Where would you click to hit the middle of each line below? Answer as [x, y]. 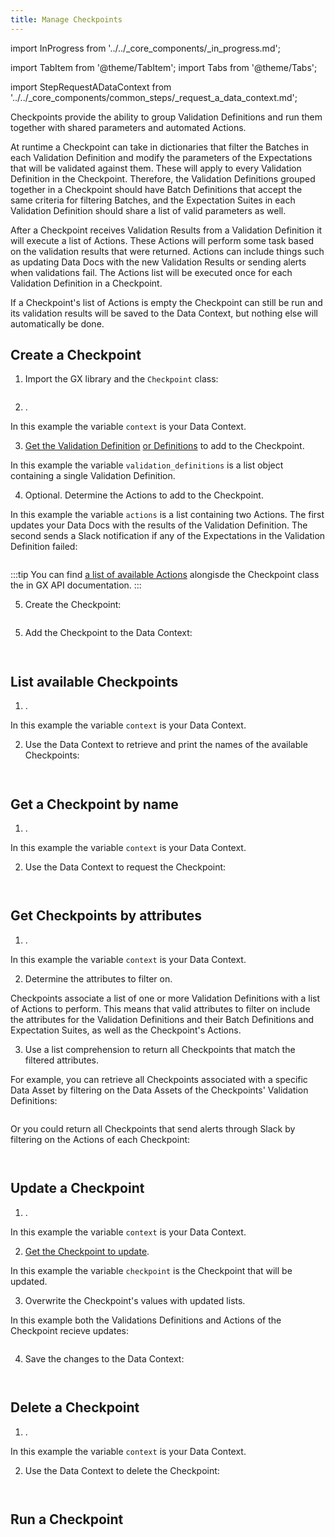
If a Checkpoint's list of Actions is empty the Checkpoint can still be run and [166, 302]
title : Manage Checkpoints [66, 19]
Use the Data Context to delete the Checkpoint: [122, 1470]
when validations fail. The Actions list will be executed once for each [151, 272]
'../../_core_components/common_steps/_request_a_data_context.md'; [154, 97]
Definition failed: [44, 547]
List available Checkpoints [94, 681]
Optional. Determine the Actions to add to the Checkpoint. [144, 495]
